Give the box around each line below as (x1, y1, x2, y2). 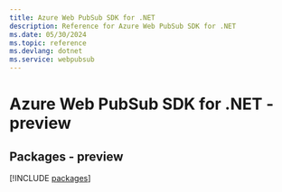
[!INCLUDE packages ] (9, 173, 91, 183)
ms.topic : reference (9, 38, 88, 48)
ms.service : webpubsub (9, 55, 95, 64)
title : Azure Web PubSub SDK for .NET (9, 13, 155, 23)
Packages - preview (9, 149, 124, 164)
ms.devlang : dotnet (9, 47, 83, 56)
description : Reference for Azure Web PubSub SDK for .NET (9, 22, 237, 31)
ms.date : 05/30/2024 (9, 30, 88, 39)
